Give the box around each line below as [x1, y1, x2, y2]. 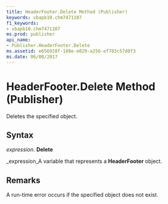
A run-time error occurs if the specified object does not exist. [6, 191, 158, 199]
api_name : [6, 37, 31, 43]
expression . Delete [6, 146, 53, 153]
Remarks [6, 175, 41, 185]
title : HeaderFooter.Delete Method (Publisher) [6, 8, 128, 15]
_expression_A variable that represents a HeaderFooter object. [6, 158, 163, 165]
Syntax [6, 130, 34, 140]
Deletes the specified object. [6, 112, 78, 120]
